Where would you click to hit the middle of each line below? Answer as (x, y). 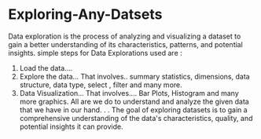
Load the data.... (46, 68)
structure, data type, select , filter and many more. (101, 85)
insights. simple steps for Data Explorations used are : (95, 53)
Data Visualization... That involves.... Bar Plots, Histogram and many (129, 93)
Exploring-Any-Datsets (85, 15)
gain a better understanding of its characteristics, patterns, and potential (126, 44)
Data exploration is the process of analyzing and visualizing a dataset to (125, 36)
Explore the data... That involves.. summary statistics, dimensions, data (134, 76)
